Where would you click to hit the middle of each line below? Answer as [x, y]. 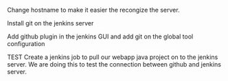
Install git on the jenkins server [50, 23]
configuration [26, 44]
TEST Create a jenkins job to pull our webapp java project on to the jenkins [113, 57]
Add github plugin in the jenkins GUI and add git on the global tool [100, 36]
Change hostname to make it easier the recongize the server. [93, 10]
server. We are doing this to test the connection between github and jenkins [114, 64]
